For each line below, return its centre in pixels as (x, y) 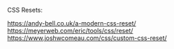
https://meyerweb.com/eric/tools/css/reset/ (70, 31)
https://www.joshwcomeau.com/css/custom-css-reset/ (87, 38)
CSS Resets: (25, 10)
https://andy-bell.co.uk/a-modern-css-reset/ (72, 23)
